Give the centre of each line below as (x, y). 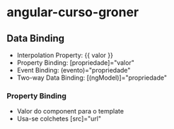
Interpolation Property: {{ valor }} (65, 55)
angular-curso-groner (73, 12)
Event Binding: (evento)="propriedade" (74, 70)
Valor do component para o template (70, 111)
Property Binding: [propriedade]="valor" (76, 63)
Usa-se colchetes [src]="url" (59, 119)
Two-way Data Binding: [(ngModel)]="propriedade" (92, 78)
